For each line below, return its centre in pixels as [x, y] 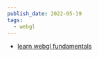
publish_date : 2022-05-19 [44, 14]
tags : [15, 20]
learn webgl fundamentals [54, 47]
